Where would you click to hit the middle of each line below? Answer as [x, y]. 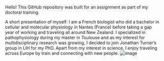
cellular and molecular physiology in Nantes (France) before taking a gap [79, 27]
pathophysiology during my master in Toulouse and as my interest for [75, 37]
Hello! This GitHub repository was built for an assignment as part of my [77, 7]
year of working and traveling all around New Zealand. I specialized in [75, 32]
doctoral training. [22, 12]
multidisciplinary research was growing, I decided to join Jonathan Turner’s [81, 43]
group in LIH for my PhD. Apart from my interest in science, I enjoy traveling [81, 48]
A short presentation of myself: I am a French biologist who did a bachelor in [82, 22]
